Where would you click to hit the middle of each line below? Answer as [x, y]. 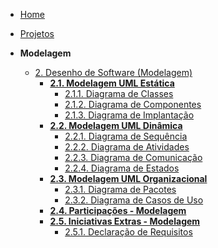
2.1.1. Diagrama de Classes [119, 93]
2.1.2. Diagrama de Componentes [133, 104]
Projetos [37, 33]
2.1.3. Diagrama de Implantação [129, 115]
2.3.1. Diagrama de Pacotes [120, 189]
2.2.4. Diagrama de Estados [122, 168]
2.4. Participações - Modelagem [118, 210]
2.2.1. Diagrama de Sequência [126, 136]
